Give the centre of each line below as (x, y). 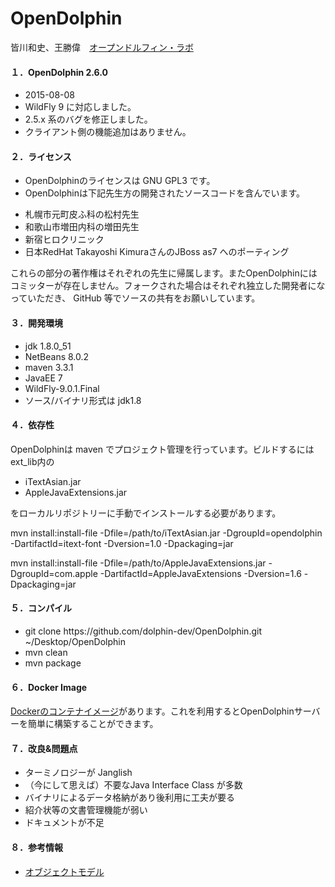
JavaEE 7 (43, 378)
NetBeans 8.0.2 (57, 356)
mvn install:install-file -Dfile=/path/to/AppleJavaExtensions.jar (138, 563)
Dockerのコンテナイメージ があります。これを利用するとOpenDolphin (152, 711)
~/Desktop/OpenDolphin (75, 641)
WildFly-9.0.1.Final (62, 388)
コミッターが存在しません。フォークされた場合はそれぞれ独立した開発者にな (168, 286)
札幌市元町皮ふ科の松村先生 (82, 214)
